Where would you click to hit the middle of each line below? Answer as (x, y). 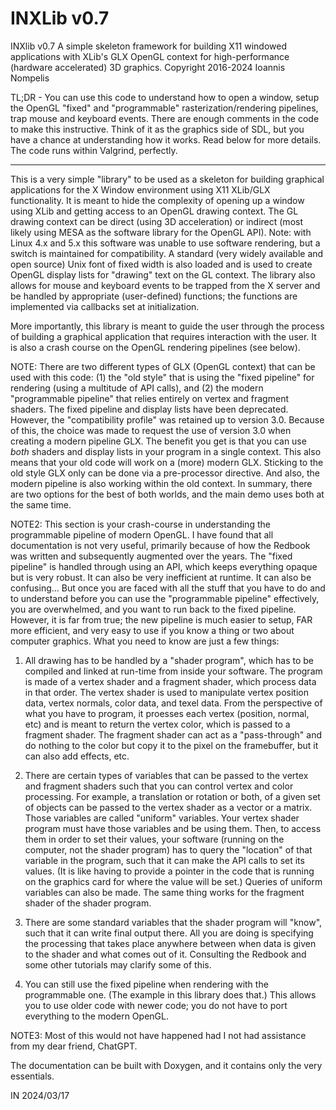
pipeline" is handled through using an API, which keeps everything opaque (164, 566)
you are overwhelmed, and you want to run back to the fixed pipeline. (153, 609)
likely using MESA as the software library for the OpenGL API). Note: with (161, 232)
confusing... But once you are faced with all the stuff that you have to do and (168, 588)
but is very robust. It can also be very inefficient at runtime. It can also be (161, 577)
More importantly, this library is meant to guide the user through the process (167, 326)
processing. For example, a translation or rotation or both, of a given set (172, 796)
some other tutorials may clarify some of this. (118, 964)
